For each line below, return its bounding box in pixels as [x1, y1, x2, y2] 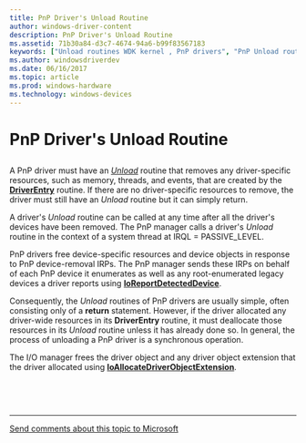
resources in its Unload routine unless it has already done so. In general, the [9, 325, 296, 335]
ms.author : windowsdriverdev [9, 56, 120, 65]
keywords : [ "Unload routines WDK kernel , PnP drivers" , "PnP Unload [9, 47, 280, 57]
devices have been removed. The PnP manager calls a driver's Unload [9, 221, 274, 232]
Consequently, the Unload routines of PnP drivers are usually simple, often [9, 295, 290, 306]
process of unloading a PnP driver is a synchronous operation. [9, 335, 244, 345]
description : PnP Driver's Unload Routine [9, 30, 173, 39]
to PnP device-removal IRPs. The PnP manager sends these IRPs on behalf [9, 259, 290, 270]
